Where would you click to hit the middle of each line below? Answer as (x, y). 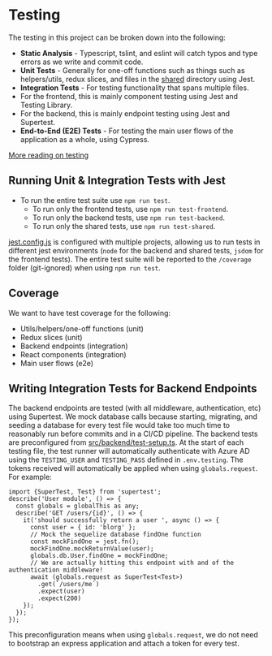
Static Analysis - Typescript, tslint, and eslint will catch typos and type (139, 53)
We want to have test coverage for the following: (90, 313)
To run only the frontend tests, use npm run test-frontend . (130, 209)
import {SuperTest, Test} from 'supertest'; (85, 492)
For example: (30, 477)
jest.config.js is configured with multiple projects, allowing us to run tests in (134, 242)
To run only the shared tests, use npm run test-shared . (124, 226)
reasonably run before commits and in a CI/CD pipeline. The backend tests (133, 434)
